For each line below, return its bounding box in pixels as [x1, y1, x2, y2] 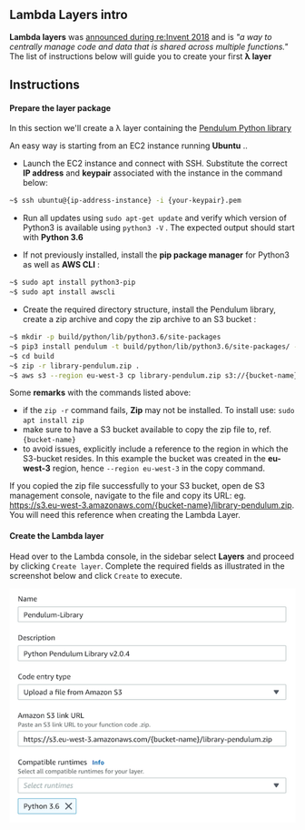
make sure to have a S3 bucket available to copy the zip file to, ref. [22, 424, 272, 435]
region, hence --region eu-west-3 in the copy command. [53, 463, 266, 474]
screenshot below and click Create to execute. [9, 570, 183, 581]
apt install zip [22, 416, 84, 426]
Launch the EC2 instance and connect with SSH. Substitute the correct [22, 158, 288, 169]
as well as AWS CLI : [22, 259, 100, 270]
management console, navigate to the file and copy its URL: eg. [9, 491, 247, 501]
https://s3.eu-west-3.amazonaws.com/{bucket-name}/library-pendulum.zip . [9, 500, 295, 511]
